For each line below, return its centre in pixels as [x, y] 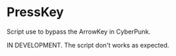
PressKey [35, 12]
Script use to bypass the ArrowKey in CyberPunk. [79, 31]
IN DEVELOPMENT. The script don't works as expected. [88, 45]
